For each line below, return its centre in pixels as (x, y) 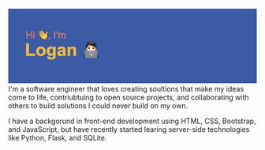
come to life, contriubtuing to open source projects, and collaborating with (129, 97)
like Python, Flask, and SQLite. (58, 138)
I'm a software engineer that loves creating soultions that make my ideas (126, 89)
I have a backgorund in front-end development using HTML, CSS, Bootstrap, (132, 121)
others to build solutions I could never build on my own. (98, 106)
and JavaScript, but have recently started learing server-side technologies (129, 129)
